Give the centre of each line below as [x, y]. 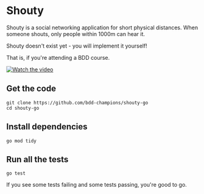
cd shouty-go [23, 108]
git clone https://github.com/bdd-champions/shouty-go [77, 102]
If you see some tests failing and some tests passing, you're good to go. [97, 185]
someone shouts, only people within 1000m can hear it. [76, 34]
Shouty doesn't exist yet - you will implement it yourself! [77, 46]
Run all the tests [37, 159]
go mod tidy [21, 141]
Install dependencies [47, 127]
